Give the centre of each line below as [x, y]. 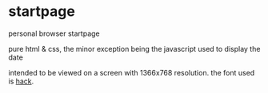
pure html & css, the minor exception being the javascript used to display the [134, 48]
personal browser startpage [54, 33]
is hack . [21, 81]
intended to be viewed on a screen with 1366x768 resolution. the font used [132, 72]
